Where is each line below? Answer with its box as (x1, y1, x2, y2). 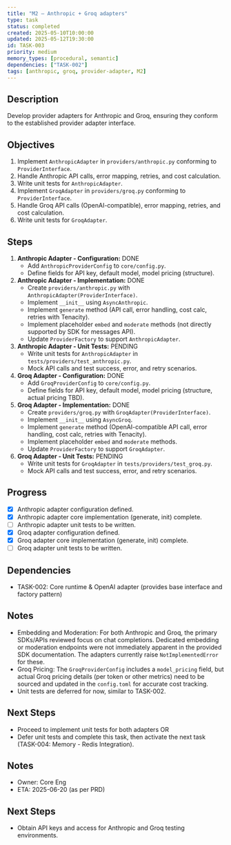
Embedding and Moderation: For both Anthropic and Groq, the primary (17, 628, 217, 637)
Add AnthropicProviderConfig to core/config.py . (27, 261, 166, 270)
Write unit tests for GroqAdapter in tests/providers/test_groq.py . (27, 459, 212, 468)
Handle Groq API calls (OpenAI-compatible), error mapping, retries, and (17, 201, 221, 210)
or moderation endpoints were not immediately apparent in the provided (17, 643, 222, 651)
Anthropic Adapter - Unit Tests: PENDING (17, 342, 138, 350)
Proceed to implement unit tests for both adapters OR (17, 725, 169, 733)
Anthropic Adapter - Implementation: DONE (17, 276, 145, 284)
